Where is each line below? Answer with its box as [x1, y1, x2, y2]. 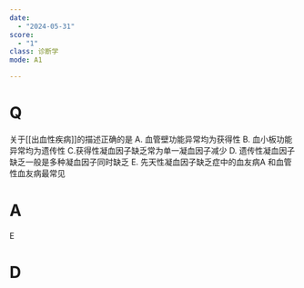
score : [9, 30, 35, 39]
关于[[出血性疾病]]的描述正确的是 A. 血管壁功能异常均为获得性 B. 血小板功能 [9, 134, 293, 144]
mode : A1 [9, 55, 43, 65]
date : [9, 13, 30, 23]
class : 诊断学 [9, 47, 59, 56]
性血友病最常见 [9, 167, 66, 178]
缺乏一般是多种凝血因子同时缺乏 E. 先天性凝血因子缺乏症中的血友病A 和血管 [9, 156, 292, 167]
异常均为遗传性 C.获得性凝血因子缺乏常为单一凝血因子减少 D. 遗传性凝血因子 [9, 144, 296, 155]
